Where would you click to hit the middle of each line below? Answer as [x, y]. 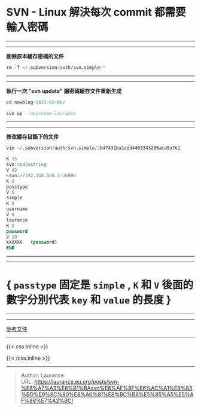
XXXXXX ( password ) [32, 242]
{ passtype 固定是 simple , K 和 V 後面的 [100, 285]
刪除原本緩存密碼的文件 [35, 56]
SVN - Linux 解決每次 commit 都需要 [96, 12]
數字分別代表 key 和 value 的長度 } [89, 300]
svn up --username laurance [41, 113]
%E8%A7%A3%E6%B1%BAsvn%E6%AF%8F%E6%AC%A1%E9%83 [106, 388]
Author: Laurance [42, 375]
